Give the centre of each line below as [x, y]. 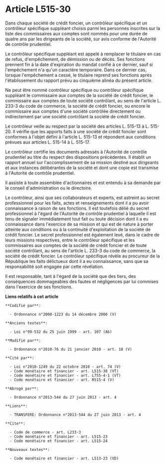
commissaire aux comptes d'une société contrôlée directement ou [73, 111]
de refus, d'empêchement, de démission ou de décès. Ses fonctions [75, 59]
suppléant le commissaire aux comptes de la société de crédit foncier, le [79, 95]
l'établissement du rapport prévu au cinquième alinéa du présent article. [79, 80]
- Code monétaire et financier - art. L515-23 [59, 437]
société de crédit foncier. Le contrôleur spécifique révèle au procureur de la [83, 256]
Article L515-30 [38, 9]
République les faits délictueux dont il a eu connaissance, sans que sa [77, 261]
